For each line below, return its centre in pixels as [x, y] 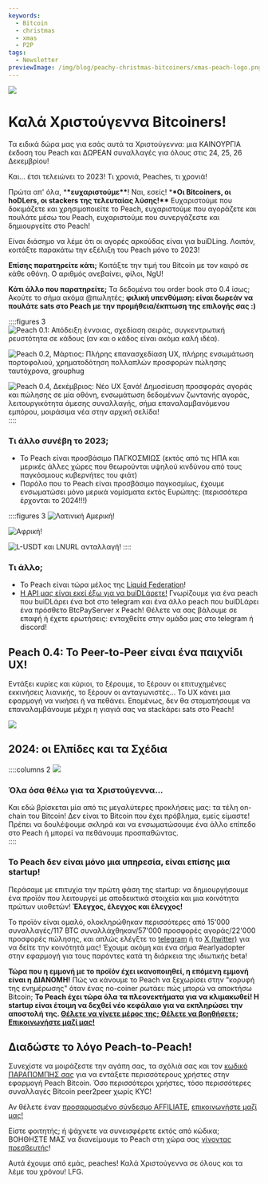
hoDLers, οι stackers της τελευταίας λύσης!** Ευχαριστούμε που [120, 200]
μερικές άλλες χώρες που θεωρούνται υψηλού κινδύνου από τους [131, 466]
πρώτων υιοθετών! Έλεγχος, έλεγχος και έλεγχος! [96, 907]
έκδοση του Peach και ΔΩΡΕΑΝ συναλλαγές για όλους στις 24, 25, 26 [125, 152]
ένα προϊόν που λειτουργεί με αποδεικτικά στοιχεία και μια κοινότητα [124, 898]
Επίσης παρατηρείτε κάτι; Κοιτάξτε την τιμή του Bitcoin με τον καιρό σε [128, 265]
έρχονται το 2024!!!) [53, 500]
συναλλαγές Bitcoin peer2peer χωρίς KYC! [80, 1092]
